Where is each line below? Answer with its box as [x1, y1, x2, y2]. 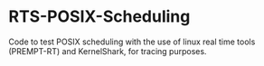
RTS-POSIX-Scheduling [8, 6, 191, 27]
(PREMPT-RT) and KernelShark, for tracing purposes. [8, 45, 207, 56]
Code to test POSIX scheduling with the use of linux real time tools [8, 36, 256, 47]
